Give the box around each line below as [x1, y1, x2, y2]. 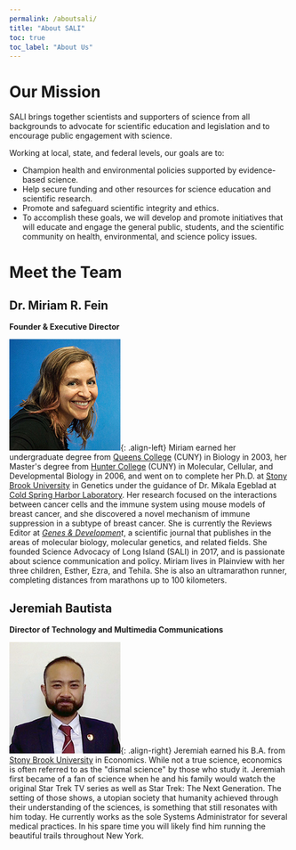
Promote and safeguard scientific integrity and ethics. [21, 203, 220, 214]
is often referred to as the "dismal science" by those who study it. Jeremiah [9, 764, 286, 774]
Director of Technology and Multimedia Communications [9, 625, 224, 634]
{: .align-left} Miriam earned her [120, 442, 236, 454]
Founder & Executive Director [9, 322, 120, 332]
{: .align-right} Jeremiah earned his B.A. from [120, 745, 286, 756]
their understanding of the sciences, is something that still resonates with [9, 802, 278, 813]
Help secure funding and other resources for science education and [21, 184, 271, 195]
